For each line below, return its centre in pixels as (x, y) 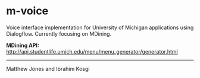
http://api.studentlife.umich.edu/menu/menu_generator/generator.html (92, 51)
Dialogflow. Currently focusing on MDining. (59, 33)
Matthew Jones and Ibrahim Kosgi (48, 68)
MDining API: (23, 45)
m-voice (27, 11)
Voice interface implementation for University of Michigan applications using (100, 27)
